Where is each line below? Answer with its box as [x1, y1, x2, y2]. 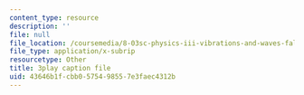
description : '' [9, 22, 71, 31]
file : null [9, 30, 51, 39]
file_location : [9, 38, 67, 48]
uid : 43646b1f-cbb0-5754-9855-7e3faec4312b [9, 72, 176, 81]
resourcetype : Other [9, 55, 88, 64]
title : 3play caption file [9, 64, 111, 73]
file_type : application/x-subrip [9, 47, 136, 56]
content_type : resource [9, 13, 100, 23]
